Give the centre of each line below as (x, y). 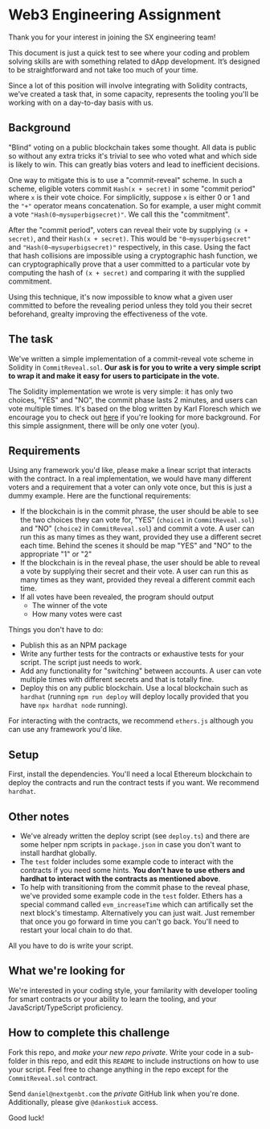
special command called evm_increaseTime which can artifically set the (137, 904)
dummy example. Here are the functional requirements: (100, 496)
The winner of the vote (70, 606)
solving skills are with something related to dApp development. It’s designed (134, 61)
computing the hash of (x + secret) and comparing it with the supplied (127, 272)
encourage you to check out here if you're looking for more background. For (135, 417)
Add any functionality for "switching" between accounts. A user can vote (141, 671)
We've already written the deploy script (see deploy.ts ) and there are (135, 836)
